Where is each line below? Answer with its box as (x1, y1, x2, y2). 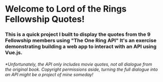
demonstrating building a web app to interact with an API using (5, 43, 157, 50)
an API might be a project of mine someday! (5, 71, 93, 77)
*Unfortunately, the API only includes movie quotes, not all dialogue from (5, 61, 152, 67)
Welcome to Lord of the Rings (5, 3, 127, 15)
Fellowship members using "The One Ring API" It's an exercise (5, 37, 157, 44)
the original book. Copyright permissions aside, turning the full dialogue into (5, 66, 158, 72)
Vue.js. (5, 49, 23, 56)
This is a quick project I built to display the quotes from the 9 (5, 31, 151, 38)
